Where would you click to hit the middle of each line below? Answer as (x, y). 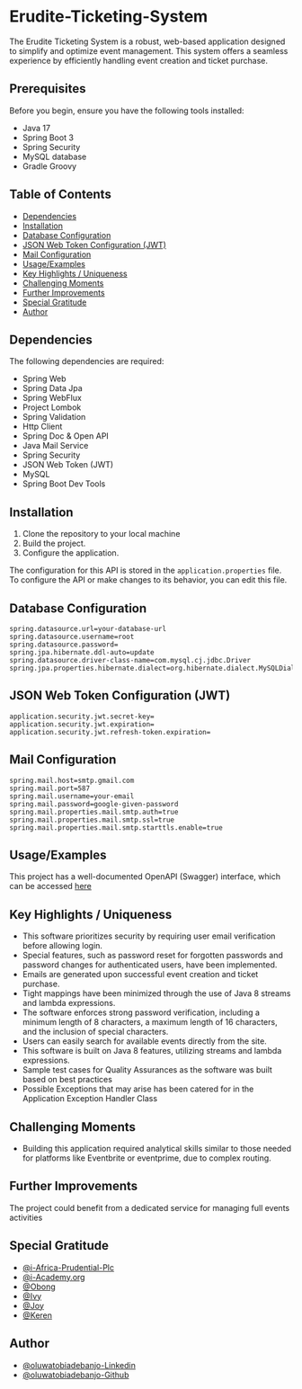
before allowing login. (62, 946)
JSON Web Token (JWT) (68, 465)
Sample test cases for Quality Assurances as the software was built (147, 1070)
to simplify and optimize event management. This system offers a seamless (149, 50)
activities (26, 1217)
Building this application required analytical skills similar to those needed (157, 1149)
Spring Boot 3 (48, 138)
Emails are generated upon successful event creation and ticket (140, 975)
